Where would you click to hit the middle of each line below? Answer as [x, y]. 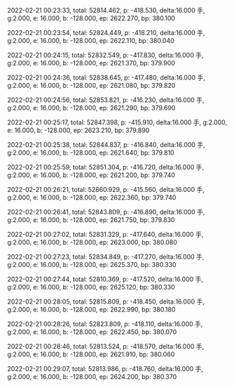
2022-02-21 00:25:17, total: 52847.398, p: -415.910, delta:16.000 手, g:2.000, [117, 122]
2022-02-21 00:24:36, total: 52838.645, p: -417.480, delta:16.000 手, [106, 77]
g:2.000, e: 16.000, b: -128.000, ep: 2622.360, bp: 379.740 [92, 198]
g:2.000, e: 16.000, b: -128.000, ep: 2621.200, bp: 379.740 [91, 175]
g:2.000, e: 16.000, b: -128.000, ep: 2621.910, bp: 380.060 [91, 354]
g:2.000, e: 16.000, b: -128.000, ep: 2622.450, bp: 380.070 [92, 332]
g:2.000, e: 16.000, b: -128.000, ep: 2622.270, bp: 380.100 [91, 18]
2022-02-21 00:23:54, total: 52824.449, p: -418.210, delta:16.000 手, [106, 33]
